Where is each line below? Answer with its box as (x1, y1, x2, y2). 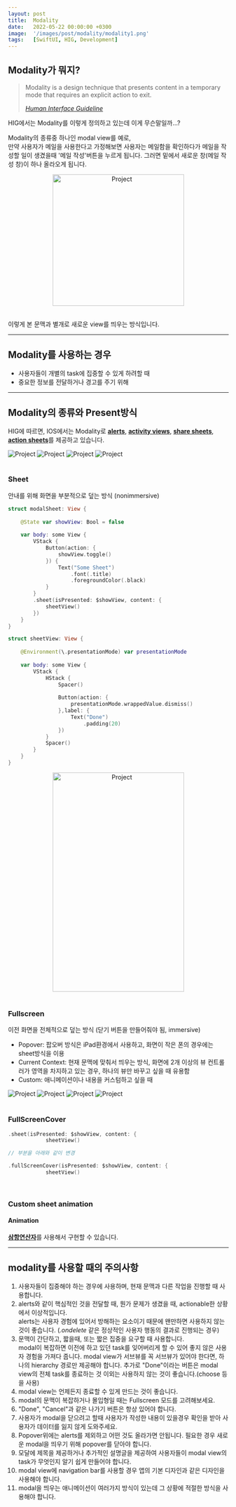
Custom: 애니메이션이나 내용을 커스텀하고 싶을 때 (18, 1076, 153, 1084)
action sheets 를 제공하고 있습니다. (8, 436, 104, 444)
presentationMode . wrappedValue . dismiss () (70, 701, 193, 708)
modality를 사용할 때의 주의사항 (8, 1262, 139, 1274)
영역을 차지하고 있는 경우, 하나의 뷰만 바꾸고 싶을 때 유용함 (31, 1067, 190, 1076)
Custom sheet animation (8, 1199, 94, 1209)
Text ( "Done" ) (70, 714, 109, 721)
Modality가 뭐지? (8, 64, 81, 76)
